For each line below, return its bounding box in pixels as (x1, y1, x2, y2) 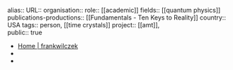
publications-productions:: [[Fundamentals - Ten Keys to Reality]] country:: (7, 13, 227, 22)
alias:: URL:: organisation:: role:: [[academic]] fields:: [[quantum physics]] (7, 6, 221, 14)
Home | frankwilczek (17, 42, 79, 50)
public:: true (7, 28, 42, 36)
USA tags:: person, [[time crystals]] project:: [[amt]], (7, 21, 160, 29)
